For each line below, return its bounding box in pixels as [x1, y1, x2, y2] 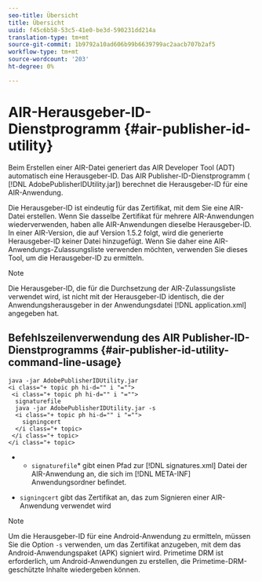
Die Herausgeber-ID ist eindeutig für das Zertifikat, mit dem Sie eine [8, 203, 228, 212]
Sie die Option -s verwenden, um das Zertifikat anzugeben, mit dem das [8, 540, 242, 549]
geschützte [8, 565, 45, 574]
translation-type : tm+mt [8, 33, 89, 42]
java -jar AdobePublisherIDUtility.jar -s [15, 404, 156, 412]
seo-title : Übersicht [8, 11, 79, 20]
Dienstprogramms [8, 343, 99, 357]
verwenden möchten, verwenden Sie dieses [105, 244, 249, 254]
